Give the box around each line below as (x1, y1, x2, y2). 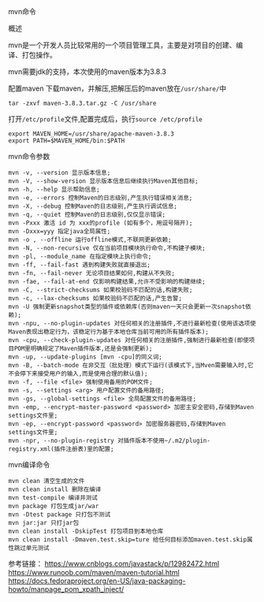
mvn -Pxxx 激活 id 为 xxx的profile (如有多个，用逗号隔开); (8, 219, 193, 227)
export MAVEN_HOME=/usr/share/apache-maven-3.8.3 (8, 130, 175, 138)
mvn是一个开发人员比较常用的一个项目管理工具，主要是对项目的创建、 (8, 40, 236, 50)
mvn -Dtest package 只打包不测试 (8, 511, 111, 518)
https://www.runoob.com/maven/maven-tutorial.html (8, 568, 180, 577)
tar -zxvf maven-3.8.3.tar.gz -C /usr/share (8, 99, 157, 107)
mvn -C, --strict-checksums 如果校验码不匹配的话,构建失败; (8, 286, 193, 294)
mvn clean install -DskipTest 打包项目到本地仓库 (8, 527, 164, 535)
